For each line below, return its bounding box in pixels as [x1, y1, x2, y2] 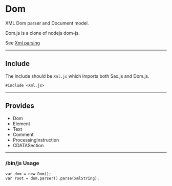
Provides [5, 102, 34, 110]
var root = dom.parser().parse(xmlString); [5, 176, 100, 181]
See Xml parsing [5, 39, 40, 46]
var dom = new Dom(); [5, 171, 52, 176]
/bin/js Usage [5, 159, 39, 167]
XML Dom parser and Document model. [5, 20, 89, 26]
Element [12, 121, 31, 127]
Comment [12, 131, 34, 137]
